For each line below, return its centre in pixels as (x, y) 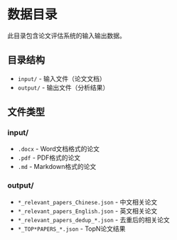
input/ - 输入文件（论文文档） (62, 78)
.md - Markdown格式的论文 (57, 167)
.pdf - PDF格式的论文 (49, 158)
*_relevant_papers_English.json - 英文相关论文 (87, 211)
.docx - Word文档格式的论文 (58, 149)
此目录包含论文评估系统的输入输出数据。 (66, 36)
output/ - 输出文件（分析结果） (63, 87)
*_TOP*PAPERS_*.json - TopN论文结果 (71, 229)
